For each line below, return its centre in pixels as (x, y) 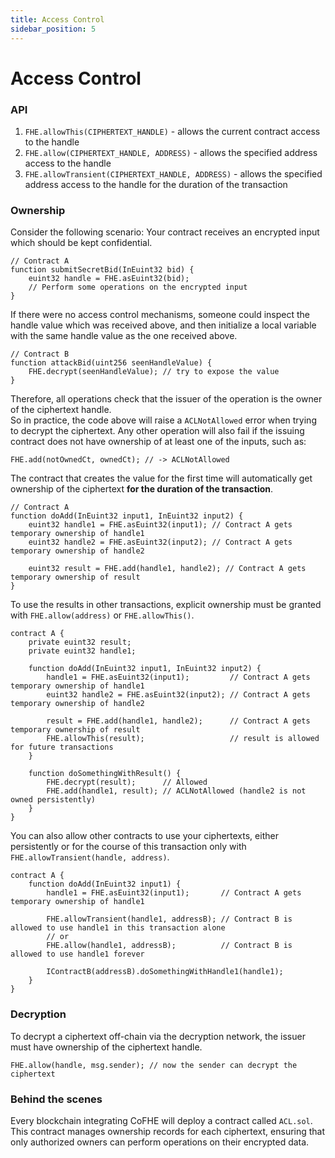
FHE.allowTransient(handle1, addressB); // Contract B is (169, 919)
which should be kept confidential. (81, 243)
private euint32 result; (80, 642)
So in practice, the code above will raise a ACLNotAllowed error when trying (163, 420)
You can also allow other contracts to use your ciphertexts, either (144, 836)
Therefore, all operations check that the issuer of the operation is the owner (166, 399)
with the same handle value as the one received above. (124, 336)
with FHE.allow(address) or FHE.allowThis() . (102, 615)
